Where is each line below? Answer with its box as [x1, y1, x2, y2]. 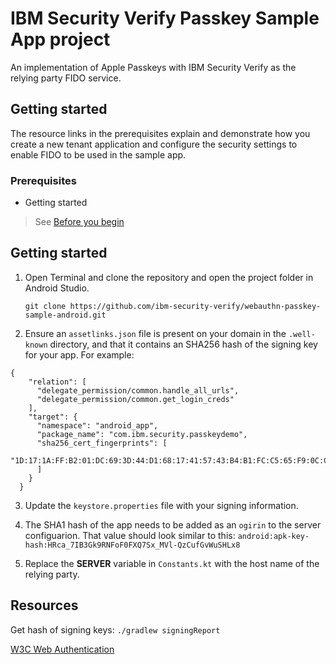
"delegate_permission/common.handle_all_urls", [36, 385, 240, 396]
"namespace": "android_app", [36, 420, 159, 431]
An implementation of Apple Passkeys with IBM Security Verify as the [10, 61, 297, 73]
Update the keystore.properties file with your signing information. [24, 499, 299, 511]
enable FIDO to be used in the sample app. [10, 148, 187, 161]
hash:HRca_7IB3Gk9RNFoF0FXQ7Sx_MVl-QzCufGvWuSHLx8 [24, 540, 241, 550]
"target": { [28, 412, 78, 422]
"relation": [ [28, 377, 87, 387]
